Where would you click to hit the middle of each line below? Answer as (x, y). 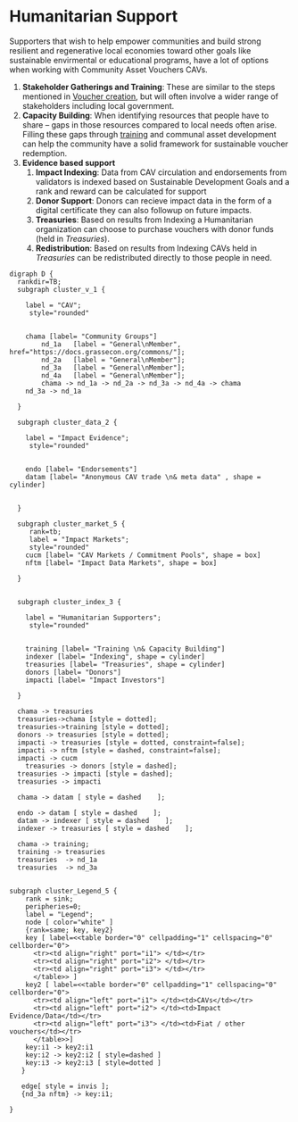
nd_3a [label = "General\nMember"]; (113, 368)
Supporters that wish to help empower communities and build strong (135, 41)
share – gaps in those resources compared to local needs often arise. (149, 125)
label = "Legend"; (59, 914)
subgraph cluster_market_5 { (71, 524)
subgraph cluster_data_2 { (67, 422)
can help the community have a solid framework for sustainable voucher (155, 144)
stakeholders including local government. (98, 105)
